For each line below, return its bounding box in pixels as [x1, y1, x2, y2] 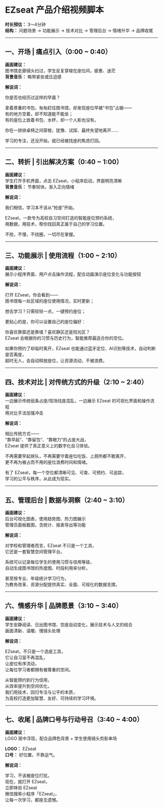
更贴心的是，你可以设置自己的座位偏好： [5, 319, 86, 325]
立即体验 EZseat [5, 785, 37, 790]
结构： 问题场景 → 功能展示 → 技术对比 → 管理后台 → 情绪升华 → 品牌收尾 [5, 27, 154, 33]
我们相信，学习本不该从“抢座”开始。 [5, 204, 77, 210]
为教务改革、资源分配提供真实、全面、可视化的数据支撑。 [5, 582, 120, 587]
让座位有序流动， [5, 660, 39, 666]
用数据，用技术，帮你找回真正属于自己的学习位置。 [5, 221, 107, 227]
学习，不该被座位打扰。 [5, 772, 52, 778]
